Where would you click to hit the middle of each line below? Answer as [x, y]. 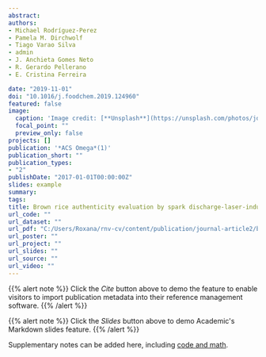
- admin [21, 52]
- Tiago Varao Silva [42, 45]
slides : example [35, 185]
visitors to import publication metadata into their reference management [125, 297]
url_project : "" [35, 244]
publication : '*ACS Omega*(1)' [60, 148]
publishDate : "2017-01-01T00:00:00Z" [70, 178]
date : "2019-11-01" [40, 89]
